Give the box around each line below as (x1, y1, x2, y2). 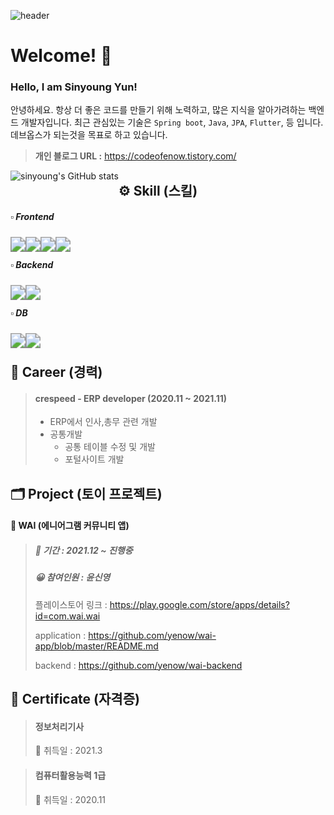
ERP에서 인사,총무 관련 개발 (49, 416, 158, 428)
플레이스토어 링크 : (34, 598, 108, 610)
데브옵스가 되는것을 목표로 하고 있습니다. (10, 129, 168, 141)
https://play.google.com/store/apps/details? (109, 598, 290, 610)
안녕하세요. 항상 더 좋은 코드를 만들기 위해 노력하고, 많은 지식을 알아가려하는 (10, 104, 307, 116)
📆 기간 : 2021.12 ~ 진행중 (34, 544, 133, 556)
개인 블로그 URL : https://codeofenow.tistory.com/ (34, 150, 237, 162)
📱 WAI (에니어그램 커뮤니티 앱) (10, 520, 130, 532)
